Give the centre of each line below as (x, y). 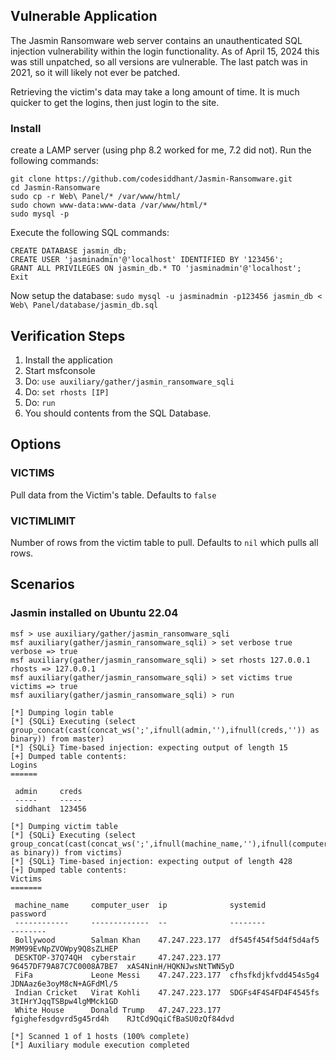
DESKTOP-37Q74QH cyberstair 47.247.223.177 (118, 957)
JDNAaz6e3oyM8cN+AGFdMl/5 (64, 984)
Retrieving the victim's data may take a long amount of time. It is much (155, 91)
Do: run (40, 402)
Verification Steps (68, 335)
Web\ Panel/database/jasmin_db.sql (84, 305)
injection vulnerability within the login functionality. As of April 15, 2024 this (165, 51)
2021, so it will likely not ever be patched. (95, 72)
